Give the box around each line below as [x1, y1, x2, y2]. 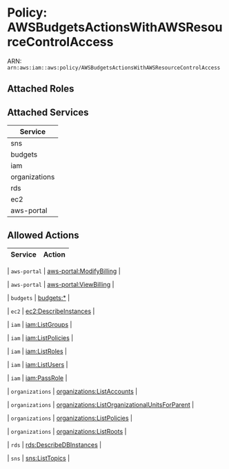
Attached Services [7, 106, 89, 118]
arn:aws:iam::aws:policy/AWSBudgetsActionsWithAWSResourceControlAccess [7, 64, 221, 71]
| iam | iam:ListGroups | [7, 320, 72, 328]
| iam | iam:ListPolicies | [7, 333, 74, 342]
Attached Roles [7, 83, 74, 94]
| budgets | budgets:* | [7, 293, 70, 301]
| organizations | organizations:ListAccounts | [7, 387, 138, 395]
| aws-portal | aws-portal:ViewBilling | [7, 280, 114, 288]
